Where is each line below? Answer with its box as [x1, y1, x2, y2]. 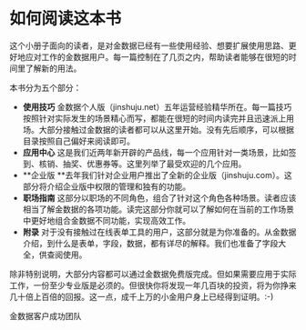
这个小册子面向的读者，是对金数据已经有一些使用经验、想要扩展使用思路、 [9, 40, 289, 51]
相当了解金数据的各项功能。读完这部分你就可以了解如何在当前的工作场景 [22, 204, 294, 215]
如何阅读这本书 [9, 8, 122, 29]
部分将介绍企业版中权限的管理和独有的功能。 [22, 181, 191, 192]
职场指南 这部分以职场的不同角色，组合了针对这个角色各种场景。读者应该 [22, 192, 297, 203]
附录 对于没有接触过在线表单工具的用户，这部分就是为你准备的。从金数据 [22, 226, 297, 237]
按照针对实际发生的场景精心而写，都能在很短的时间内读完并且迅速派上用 [22, 113, 294, 124]
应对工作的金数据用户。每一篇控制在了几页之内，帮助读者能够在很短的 [25, 51, 289, 62]
